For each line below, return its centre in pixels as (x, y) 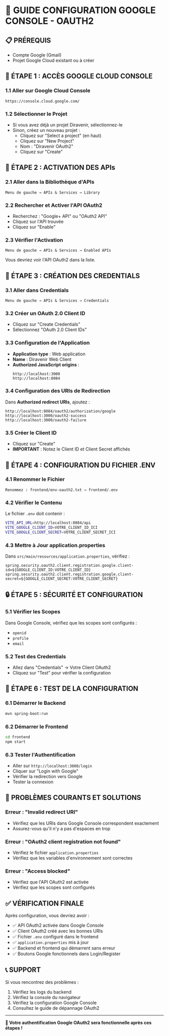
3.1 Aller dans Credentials (37, 290)
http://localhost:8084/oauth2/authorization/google (60, 411)
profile (20, 638)
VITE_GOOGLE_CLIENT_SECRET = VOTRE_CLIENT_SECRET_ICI (60, 532)
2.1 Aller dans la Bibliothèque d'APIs (50, 182)
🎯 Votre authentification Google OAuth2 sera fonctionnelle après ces (78, 1022)
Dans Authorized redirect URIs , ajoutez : (48, 402)
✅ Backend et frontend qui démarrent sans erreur (64, 948)
